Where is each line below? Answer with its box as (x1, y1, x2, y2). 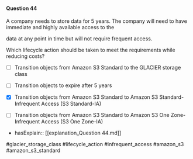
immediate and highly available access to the (6, 24, 115, 31)
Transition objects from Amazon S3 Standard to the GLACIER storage (14, 64, 181, 71)
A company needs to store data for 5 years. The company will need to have (6, 18, 187, 25)
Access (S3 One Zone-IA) (41, 118, 104, 125)
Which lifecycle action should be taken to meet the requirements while (6, 47, 175, 54)
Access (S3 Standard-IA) (41, 100, 101, 108)
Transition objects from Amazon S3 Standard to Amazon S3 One (14, 112, 170, 119)
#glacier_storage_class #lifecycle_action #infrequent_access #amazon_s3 (6, 141, 184, 148)
